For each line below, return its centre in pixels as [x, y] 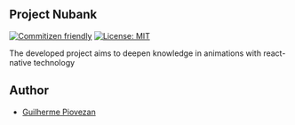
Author [29, 91]
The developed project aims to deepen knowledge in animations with [136, 53]
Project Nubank [53, 15]
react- [275, 53]
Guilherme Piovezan [59, 112]
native [20, 62]
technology [54, 62]
